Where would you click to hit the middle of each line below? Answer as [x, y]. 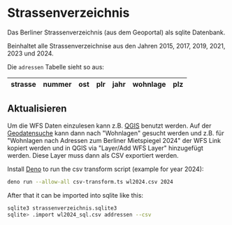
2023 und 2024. [30, 53]
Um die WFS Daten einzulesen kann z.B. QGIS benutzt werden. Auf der [109, 125]
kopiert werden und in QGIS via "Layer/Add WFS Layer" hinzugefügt [106, 148]
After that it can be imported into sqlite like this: [75, 195]
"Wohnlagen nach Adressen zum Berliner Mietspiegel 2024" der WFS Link [114, 140]
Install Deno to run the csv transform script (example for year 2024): [106, 169]
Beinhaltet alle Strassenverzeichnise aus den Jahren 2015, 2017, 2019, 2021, [116, 46]
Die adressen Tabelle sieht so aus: [56, 67]
